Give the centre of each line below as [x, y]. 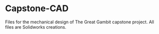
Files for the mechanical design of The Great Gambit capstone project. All [79, 22]
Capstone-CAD [37, 8]
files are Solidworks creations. [36, 27]
